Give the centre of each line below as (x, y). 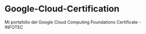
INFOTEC (14, 27)
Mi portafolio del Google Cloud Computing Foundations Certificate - (73, 22)
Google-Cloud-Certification (62, 9)
